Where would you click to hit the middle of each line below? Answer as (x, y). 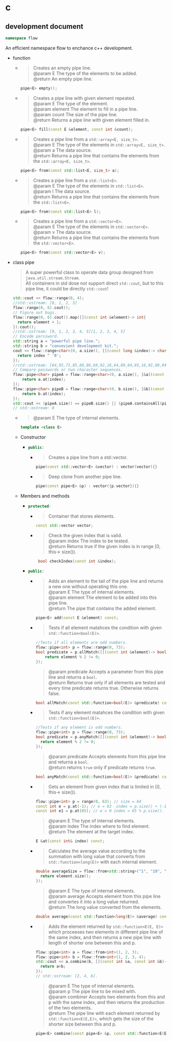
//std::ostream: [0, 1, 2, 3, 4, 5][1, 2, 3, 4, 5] (69, 332)
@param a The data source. (62, 150)
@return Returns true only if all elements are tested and (107, 682)
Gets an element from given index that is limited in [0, (105, 787)
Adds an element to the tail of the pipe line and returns (106, 581)
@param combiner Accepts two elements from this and (107, 997)
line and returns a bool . (73, 677)
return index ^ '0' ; (39, 355)
